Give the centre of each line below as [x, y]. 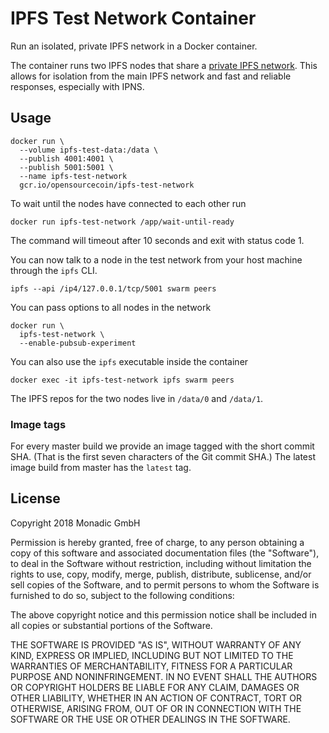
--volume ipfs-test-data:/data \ [89, 150]
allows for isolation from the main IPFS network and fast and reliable [151, 76]
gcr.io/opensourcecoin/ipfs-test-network [107, 185]
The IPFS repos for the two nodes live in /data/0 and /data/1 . [137, 398]
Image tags [38, 424]
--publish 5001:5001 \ [66, 167]
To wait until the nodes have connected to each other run [128, 203]
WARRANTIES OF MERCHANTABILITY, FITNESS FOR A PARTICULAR [151, 666]
